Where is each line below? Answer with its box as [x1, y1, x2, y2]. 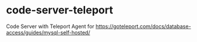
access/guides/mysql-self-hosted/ [6, 29, 90, 36]
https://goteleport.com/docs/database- [95, 23, 192, 30]
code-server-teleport [6, 3, 113, 17]
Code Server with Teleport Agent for [6, 23, 94, 30]
